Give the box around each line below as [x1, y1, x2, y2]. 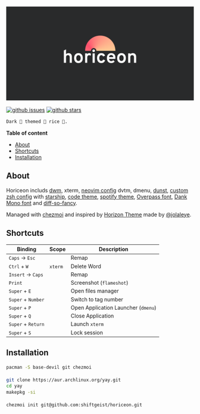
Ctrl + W [8, 263, 29, 270]
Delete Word [70, 263, 101, 270]
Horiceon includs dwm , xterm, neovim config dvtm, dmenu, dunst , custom [6, 186, 189, 194]
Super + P [8, 304, 32, 311]
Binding [17, 245, 37, 253]
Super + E [8, 287, 32, 295]
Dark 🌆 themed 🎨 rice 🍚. [6, 119, 68, 124]
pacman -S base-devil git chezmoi [6, 364, 92, 370]
